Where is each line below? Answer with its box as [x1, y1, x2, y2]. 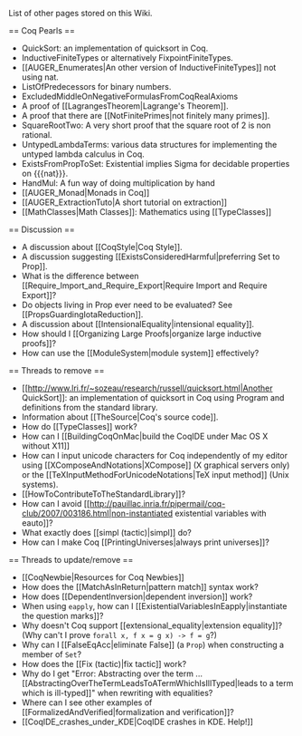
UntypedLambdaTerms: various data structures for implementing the [21, 140, 278, 150]
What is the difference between [21, 271, 139, 281]
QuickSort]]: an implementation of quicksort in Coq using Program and [21, 392, 285, 402]
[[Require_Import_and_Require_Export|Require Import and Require [21, 280, 268, 291]
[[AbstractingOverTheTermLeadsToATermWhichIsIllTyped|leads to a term [21, 678, 294, 688]
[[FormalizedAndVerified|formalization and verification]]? [21, 707, 234, 717]
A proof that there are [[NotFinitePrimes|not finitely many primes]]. [21, 111, 270, 121]
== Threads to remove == [8, 365, 105, 375]
